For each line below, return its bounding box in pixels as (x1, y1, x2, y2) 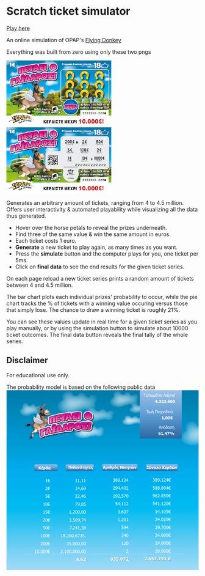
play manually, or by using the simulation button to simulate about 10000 (6, 324, 189, 331)
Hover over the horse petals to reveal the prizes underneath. (15, 224, 167, 231)
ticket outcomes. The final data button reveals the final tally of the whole (6, 331, 188, 338)
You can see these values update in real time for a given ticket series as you (6, 318, 197, 325)
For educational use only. (6, 371, 70, 378)
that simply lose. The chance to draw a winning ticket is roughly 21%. (6, 306, 181, 313)
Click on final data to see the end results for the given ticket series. (15, 263, 185, 270)
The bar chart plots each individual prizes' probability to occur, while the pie (6, 293, 198, 300)
